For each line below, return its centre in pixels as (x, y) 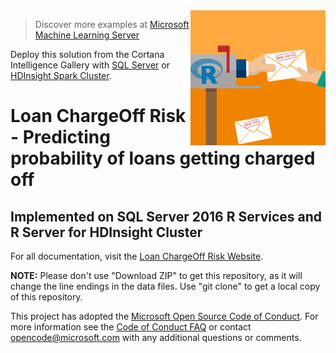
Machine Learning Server (87, 35)
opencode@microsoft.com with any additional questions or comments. (156, 337)
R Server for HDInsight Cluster (106, 232)
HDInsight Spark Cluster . (61, 75)
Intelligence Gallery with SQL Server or (90, 65)
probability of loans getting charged (163, 158)
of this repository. (46, 297)
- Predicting (60, 137)
